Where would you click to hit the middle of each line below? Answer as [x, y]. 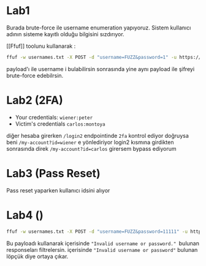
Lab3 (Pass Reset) [53, 173]
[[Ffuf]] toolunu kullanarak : [41, 46]
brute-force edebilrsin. [35, 75]
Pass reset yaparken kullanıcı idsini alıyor [58, 190]
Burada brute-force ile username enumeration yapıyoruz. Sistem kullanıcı [99, 28]
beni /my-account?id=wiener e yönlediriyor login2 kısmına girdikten [90, 142]
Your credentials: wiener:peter [54, 117]
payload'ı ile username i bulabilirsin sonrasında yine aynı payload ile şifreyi [101, 69]
